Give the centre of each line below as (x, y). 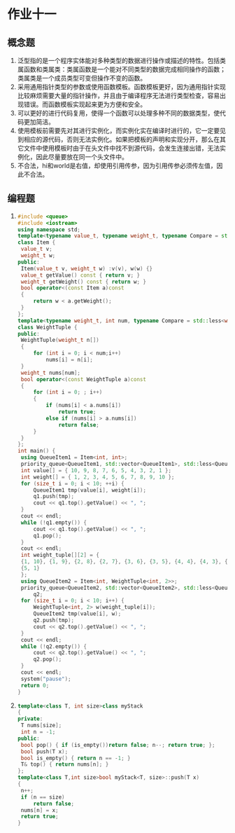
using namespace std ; (49, 229)
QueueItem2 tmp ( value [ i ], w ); (77, 614)
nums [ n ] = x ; (40, 810)
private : (30, 719)
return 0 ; (35, 685)
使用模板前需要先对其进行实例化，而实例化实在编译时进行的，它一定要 (119, 131)
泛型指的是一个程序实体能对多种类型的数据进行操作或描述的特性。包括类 (121, 61)
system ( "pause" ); (46, 679)
